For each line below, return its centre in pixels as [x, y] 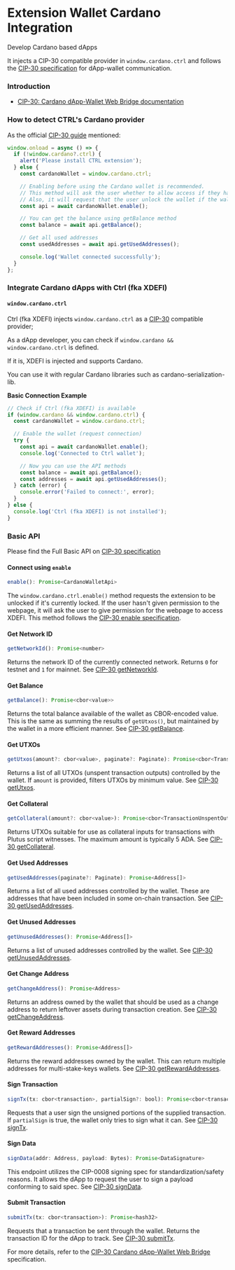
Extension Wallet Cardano [84, 13]
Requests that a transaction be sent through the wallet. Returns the [104, 1231]
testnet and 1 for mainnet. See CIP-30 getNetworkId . [83, 669]
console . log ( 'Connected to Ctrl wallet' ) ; [83, 453]
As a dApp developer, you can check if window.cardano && [90, 340]
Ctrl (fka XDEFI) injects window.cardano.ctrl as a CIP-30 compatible [105, 319]
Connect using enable [39, 567]
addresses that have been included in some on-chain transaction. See [108, 898]
